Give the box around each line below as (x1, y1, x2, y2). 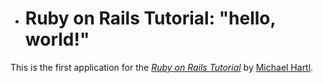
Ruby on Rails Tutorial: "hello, (24, 7, 277, 30)
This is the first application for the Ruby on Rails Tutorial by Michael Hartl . (10, 61, 314, 73)
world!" (24, 28, 90, 51)
